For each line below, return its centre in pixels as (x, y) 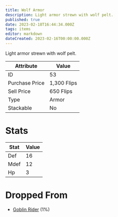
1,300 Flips (63, 83)
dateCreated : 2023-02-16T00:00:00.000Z (48, 39)
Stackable (20, 108)
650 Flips (61, 91)
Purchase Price (26, 83)
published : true (23, 19)
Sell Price (19, 91)
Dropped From (36, 195)
